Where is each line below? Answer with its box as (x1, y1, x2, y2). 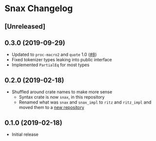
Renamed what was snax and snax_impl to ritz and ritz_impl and (19, 99, 152, 105)
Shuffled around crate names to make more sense (11, 89, 113, 95)
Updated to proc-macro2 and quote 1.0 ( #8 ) (11, 52, 97, 57)
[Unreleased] (4, 22, 46, 31)
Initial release (11, 132, 39, 138)
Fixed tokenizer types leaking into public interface (11, 57, 112, 63)
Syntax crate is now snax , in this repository (19, 94, 105, 100)
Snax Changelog (4, 3, 73, 14)
